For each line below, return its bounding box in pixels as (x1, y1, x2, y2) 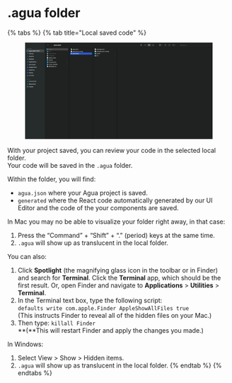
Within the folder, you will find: (7, 175, 96, 183)
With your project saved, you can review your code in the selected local (7, 147, 216, 155)
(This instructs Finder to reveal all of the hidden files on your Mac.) (17, 311, 212, 320)
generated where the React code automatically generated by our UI (17, 196, 214, 205)
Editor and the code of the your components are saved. (17, 204, 179, 212)
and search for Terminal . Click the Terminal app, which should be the (17, 274, 221, 282)
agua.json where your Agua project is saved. (17, 189, 149, 198)
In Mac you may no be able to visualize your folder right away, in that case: (7, 217, 226, 226)
